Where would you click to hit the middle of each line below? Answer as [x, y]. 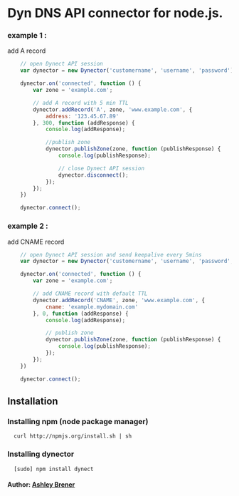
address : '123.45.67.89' [82, 116]
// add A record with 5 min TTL [81, 103]
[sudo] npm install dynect [54, 469]
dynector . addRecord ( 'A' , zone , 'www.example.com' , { [113, 109]
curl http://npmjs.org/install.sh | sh [73, 436]
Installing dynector [41, 454]
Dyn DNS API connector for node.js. [115, 13]
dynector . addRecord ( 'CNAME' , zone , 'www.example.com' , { [119, 300]
